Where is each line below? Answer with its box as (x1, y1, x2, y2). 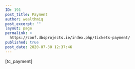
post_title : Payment (5, 12, 48, 17)
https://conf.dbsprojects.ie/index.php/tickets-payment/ (9, 35, 131, 40)
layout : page (5, 26, 32, 31)
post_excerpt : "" (5, 21, 41, 26)
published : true (5, 40, 39, 45)
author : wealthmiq (5, 16, 43, 21)
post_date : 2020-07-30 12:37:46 (5, 44, 72, 49)
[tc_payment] (5, 58, 33, 64)
